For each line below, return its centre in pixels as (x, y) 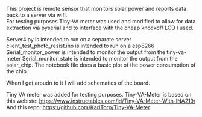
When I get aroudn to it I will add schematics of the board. (78, 83)
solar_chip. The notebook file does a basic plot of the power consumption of (101, 65)
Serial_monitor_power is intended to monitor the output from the (86, 52)
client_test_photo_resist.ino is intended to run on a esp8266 (80, 46)
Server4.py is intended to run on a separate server (69, 39)
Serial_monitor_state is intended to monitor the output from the (100, 58)
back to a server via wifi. (37, 15)
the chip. (17, 71)
